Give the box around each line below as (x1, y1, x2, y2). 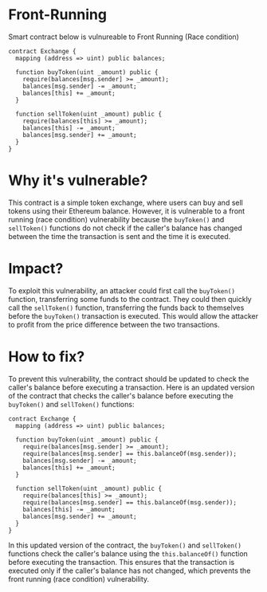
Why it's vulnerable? (8, 171, 148, 190)
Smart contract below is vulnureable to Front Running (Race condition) (8, 32, 239, 41)
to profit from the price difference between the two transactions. (8, 320, 221, 329)
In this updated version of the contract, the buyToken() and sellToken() (8, 540, 241, 550)
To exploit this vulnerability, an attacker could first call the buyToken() (8, 285, 235, 296)
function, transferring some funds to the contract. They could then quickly (8, 294, 253, 304)
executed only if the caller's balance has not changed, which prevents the (8, 566, 251, 575)
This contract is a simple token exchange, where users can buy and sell (8, 198, 243, 207)
